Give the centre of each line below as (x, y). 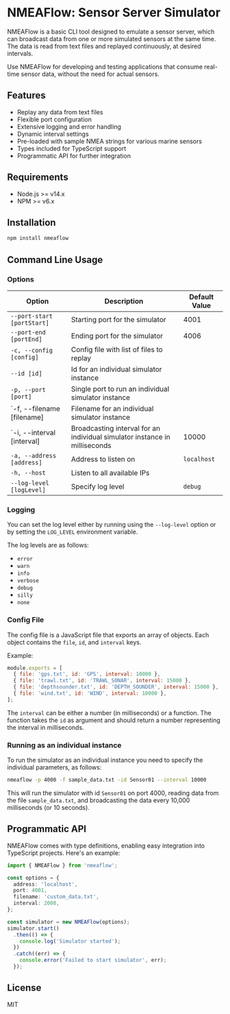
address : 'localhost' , (46, 884)
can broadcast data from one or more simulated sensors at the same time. (112, 38)
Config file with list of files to (117, 349)
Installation (31, 222)
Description (124, 301)
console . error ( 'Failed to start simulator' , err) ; (93, 961)
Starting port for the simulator (118, 319)
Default (202, 297)
